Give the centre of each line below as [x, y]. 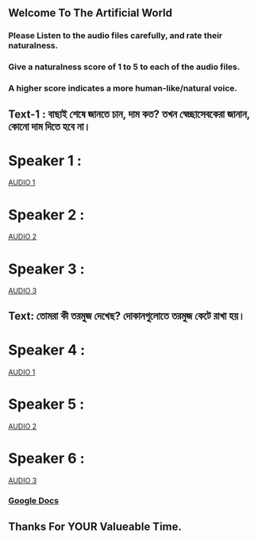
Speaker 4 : [47, 350]
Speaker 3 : [46, 269]
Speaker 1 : [45, 160]
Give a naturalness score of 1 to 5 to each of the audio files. [124, 67]
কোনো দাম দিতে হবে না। [50, 126]
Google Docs [34, 501]
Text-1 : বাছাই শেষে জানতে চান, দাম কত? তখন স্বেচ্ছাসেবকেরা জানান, [129, 114]
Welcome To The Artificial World [90, 13]
